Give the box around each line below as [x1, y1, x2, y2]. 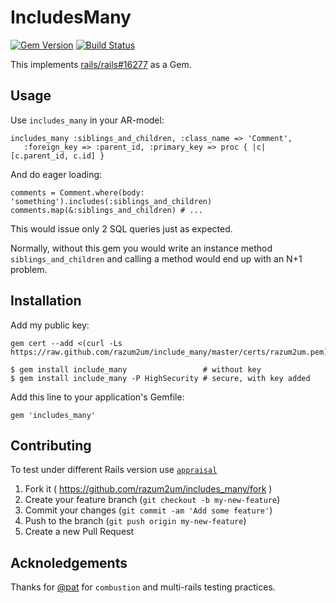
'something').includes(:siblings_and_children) [10, 196, 213, 206]
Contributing [10, 437, 92, 454]
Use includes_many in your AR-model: [10, 114, 165, 126]
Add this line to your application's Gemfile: [10, 391, 185, 403]
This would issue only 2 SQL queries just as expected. [10, 222, 233, 235]
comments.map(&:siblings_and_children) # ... [10, 205, 203, 215]
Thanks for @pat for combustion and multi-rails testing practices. [10, 581, 276, 593]
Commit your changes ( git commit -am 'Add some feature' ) [24, 504, 273, 516]
